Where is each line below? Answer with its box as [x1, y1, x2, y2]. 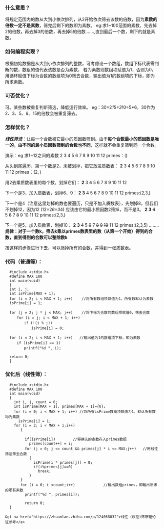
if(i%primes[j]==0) [33, 464, 73, 469]
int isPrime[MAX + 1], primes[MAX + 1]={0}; [14, 404, 106, 409]
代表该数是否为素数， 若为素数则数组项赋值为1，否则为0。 [39, 66, 156, 72]
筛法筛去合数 [5, 451, 27, 456]
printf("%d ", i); [23, 346, 61, 351]
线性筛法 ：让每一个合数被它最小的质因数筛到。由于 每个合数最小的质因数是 [5, 136, 155, 142]
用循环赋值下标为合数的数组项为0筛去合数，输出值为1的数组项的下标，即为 [5, 73, 155, 79]
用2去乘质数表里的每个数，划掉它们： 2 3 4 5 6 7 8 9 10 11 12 [5, 180, 127, 185]
